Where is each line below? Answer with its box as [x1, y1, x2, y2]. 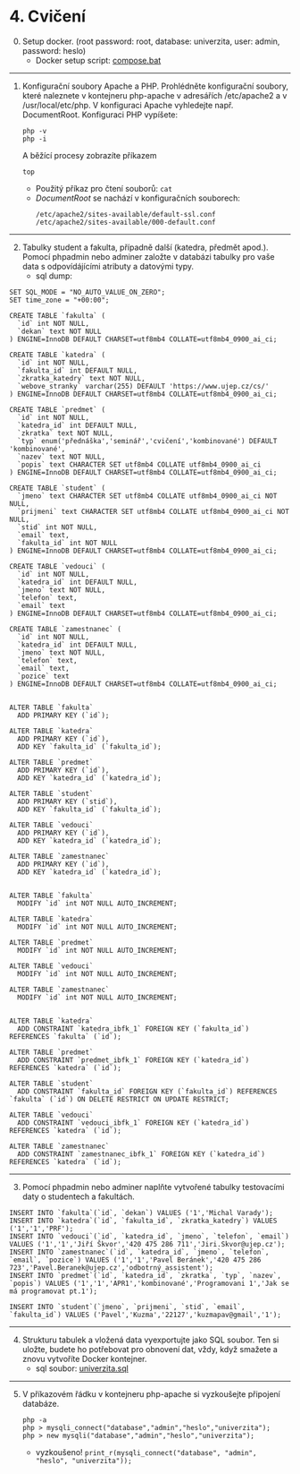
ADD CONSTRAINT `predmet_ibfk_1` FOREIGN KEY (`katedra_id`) [17, 1055, 250, 1065]
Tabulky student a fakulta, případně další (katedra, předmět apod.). [21, 242, 270, 253]
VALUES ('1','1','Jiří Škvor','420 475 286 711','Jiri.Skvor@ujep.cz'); [9, 1239, 286, 1248]
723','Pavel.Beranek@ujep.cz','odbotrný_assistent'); [9, 1263, 214, 1273]
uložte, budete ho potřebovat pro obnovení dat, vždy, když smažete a [21, 1343, 279, 1354]
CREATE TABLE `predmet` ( [9, 405, 105, 414]
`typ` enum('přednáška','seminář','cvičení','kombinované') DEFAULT [17, 436, 278, 445]
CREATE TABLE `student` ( [9, 484, 105, 493]
